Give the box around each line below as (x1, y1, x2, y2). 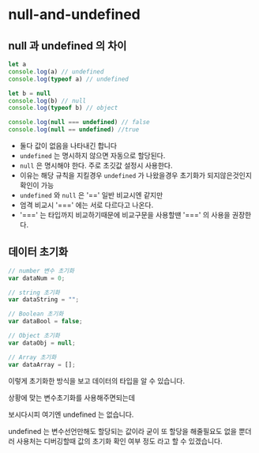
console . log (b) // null (8, 96, 87, 104)
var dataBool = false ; (8, 318, 83, 326)
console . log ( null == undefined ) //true (8, 126, 140, 134)
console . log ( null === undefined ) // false (8, 119, 150, 126)
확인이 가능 (19, 180, 54, 190)
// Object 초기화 (8, 332, 61, 340)
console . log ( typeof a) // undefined (8, 75, 129, 83)
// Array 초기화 (8, 353, 57, 361)
